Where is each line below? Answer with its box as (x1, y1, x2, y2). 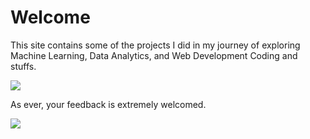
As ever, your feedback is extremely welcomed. (10, 98, 207, 110)
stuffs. (10, 60, 37, 72)
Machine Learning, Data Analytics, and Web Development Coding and (10, 49, 298, 61)
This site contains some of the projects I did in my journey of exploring (10, 39, 301, 51)
